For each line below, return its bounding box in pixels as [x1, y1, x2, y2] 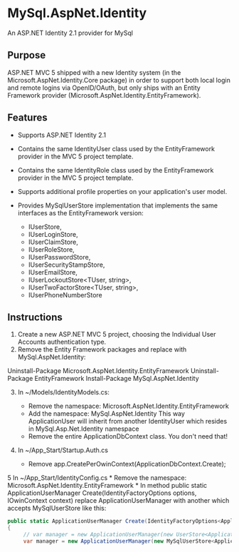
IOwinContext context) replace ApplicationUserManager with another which [7, 496, 230, 505]
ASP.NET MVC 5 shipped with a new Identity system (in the [7, 68, 181, 76]
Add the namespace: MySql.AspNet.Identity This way [28, 409, 185, 418]
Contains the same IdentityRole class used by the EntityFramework [17, 165, 214, 174]
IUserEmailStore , [28, 267, 78, 276]
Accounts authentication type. [17, 337, 107, 347]
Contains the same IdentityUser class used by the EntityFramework [17, 144, 216, 153]
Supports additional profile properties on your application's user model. [17, 187, 228, 195]
